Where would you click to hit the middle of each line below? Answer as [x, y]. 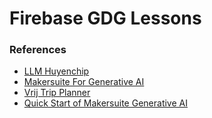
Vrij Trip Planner [57, 93]
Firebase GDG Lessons [105, 18]
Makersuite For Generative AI [84, 82]
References [38, 50]
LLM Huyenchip [56, 71]
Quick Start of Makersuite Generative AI [105, 103]
